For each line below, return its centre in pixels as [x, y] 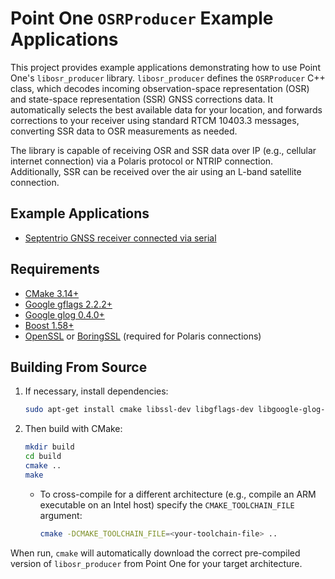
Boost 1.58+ [49, 325]
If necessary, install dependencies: [96, 391]
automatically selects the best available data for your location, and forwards [166, 109]
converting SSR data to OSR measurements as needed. [124, 131]
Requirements [55, 269]
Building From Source [79, 367]
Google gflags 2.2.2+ [68, 304]
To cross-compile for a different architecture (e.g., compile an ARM [178, 494]
